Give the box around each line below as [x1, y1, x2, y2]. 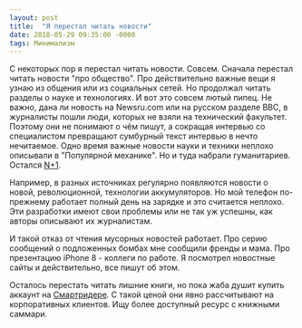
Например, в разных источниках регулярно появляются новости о [9, 178, 269, 188]
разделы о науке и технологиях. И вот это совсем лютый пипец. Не [9, 92, 272, 103]
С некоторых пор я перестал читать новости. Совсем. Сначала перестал [9, 63, 294, 74]
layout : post [9, 13, 59, 23]
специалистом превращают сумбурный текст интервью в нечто [9, 130, 258, 141]
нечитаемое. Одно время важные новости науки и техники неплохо [9, 140, 274, 151]
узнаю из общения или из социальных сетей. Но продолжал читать [9, 82, 271, 93]
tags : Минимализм [9, 38, 75, 48]
